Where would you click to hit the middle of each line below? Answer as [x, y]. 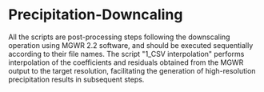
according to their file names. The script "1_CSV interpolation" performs [126, 54]
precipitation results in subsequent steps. [76, 79]
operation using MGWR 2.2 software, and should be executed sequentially [131, 45]
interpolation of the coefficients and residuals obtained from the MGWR [126, 62]
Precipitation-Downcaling [96, 15]
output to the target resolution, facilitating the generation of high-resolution [132, 70]
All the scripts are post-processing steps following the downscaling [119, 37]
